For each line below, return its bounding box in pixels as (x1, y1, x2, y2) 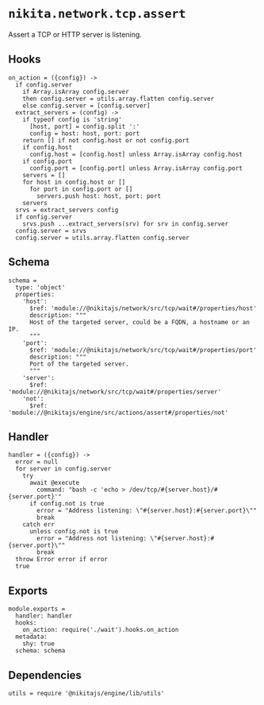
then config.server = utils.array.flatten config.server (22, 95, 215, 103)
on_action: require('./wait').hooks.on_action (22, 626, 179, 634)
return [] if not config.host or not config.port (22, 136, 190, 145)
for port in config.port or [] (29, 185, 133, 193)
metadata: (15, 633, 48, 641)
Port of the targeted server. (29, 360, 129, 368)
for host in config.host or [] (22, 178, 126, 186)
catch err (22, 521, 55, 529)
